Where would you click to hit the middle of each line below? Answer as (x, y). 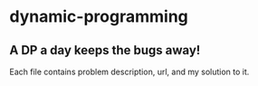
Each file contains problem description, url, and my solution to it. (129, 72)
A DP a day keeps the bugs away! (105, 50)
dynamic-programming (99, 17)
